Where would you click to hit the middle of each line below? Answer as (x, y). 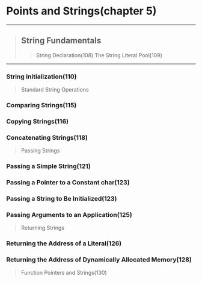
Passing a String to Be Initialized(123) (62, 198)
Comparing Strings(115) (41, 105)
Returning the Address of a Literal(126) (64, 243)
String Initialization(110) (41, 77)
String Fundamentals (61, 41)
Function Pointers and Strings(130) (64, 273)
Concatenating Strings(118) (47, 137)
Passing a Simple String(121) (49, 166)
